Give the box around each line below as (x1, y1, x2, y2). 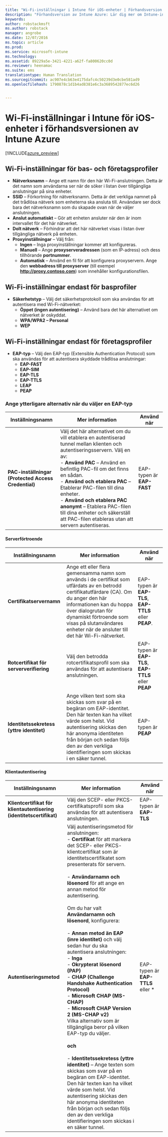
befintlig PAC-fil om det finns (60, 465, 129, 472)
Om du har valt (66, 905, 102, 912)
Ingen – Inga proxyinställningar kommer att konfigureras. (19, 241, 137, 248)
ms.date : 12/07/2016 (5, 36, 48, 41)
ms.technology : (5, 54, 37, 59)
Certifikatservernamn (7, 598, 61, 605)
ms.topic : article (5, 40, 43, 45)
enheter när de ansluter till (66, 626, 128, 633)
